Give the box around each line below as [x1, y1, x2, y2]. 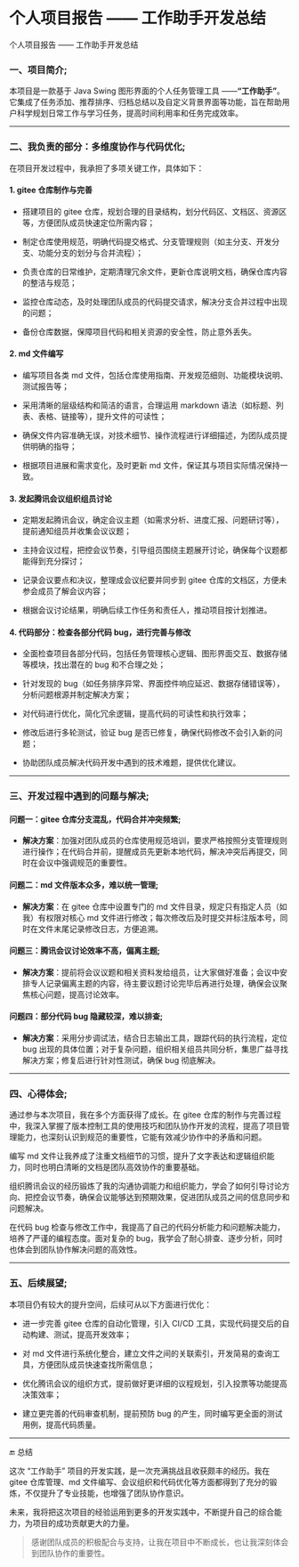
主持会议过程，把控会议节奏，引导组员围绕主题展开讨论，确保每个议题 [21, 545, 280, 556]
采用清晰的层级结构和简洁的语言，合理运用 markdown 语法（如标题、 [21, 400, 277, 410]
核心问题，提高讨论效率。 [29, 989, 125, 1000]
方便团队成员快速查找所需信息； [37, 1359, 156, 1369]
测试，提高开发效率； [53, 1328, 132, 1340]
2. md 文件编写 [9, 348, 64, 359]
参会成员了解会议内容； [21, 586, 109, 597]
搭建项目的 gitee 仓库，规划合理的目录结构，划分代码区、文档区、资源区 [21, 206, 287, 216]
